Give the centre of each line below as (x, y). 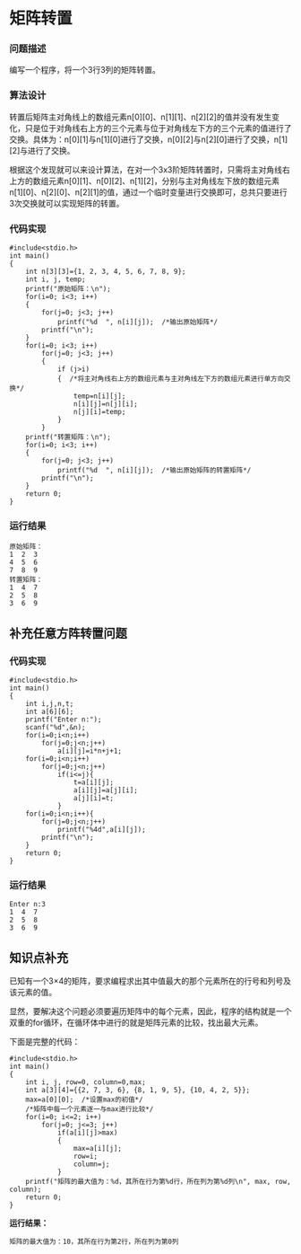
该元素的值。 (33, 993)
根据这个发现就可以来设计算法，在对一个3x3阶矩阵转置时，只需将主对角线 (146, 169)
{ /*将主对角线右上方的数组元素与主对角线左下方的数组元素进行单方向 (171, 379)
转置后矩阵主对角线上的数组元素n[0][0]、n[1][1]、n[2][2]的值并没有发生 (141, 117)
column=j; (91, 1164)
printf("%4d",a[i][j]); (101, 830)
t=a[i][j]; (94, 782)
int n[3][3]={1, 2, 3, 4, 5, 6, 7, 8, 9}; (106, 272)
